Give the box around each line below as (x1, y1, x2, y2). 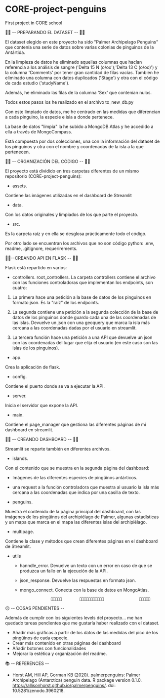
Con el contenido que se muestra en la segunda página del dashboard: (5, 465, 150, 471)
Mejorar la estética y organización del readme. (12, 651, 107, 657)
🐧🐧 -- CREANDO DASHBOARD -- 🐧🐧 (5, 436, 79, 442)
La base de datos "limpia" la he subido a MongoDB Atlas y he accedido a (5, 123, 154, 129)
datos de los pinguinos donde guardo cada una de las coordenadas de (12, 314, 157, 320)
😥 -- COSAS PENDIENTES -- (5, 605, 65, 611)
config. (12, 373, 27, 379)
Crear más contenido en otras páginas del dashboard (12, 640, 121, 646)
